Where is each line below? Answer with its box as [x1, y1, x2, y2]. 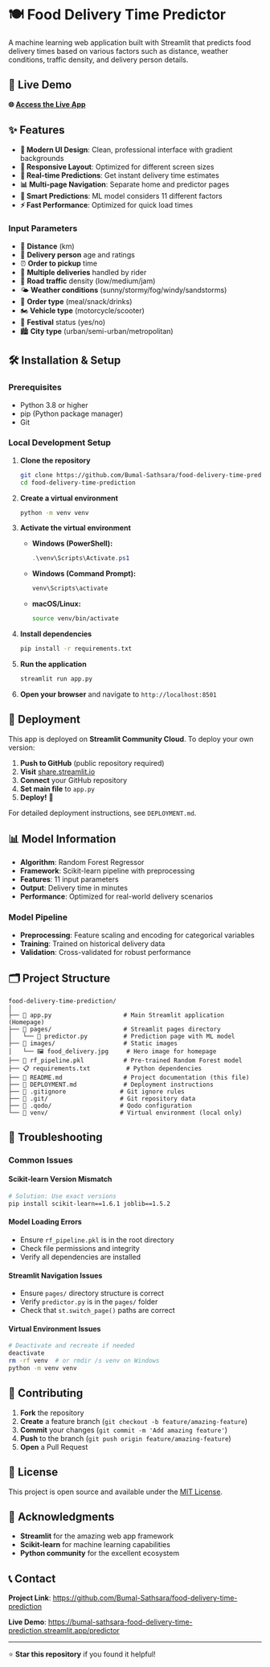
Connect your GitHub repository [19, 775, 128, 784]
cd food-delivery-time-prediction [19, 479, 136, 487]
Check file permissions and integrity [19, 1244, 141, 1253]
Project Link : [8, 1593, 51, 1603]
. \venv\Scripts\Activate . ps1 [31, 554, 130, 562]
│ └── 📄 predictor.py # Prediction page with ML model [8, 1032, 235, 1040]
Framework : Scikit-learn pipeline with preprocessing [19, 866, 195, 876]
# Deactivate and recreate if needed [8, 1342, 135, 1350]
